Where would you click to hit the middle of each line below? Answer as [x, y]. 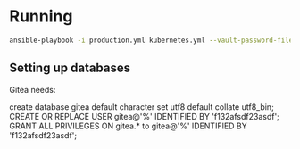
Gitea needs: [33, 89]
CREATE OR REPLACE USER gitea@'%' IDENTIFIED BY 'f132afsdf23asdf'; [144, 116]
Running [41, 17]
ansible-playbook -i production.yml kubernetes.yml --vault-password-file [151, 40]
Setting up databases [70, 68]
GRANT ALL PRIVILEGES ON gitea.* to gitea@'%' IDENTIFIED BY [128, 126]
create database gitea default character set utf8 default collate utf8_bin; [142, 107]
